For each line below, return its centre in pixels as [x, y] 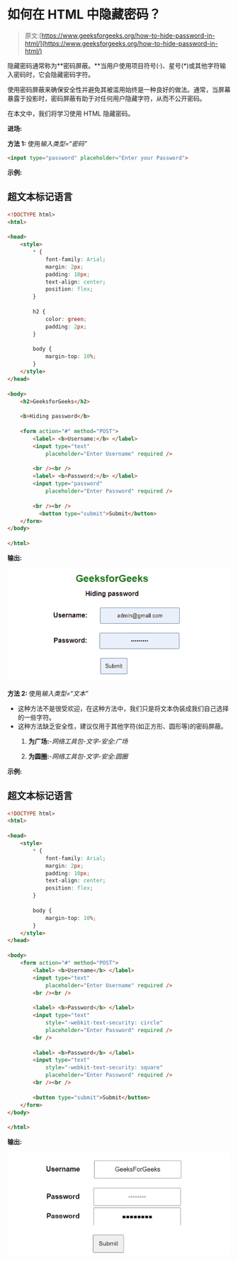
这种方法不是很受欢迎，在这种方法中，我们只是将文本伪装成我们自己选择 [123, 708]
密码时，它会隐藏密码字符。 [53, 74]
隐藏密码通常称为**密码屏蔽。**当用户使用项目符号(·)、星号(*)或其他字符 [114, 65]
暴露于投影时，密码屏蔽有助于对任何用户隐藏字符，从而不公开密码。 [107, 98]
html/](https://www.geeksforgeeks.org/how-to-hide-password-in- [121, 43]
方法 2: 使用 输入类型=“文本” [48, 693]
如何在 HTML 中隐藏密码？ [84, 15]
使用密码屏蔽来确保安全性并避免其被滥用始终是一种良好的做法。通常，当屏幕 [119, 89]
